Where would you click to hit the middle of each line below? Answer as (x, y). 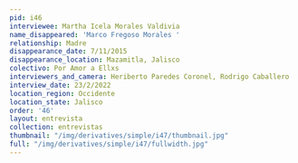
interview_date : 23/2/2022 (60, 85)
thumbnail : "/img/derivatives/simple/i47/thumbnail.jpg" (119, 136)
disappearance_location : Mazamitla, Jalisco (95, 60)
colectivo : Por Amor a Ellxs (64, 69)
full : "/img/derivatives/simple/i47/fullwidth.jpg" (109, 144)
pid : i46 (26, 18)
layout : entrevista (46, 119)
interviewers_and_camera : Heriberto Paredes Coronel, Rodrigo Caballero (149, 77)
